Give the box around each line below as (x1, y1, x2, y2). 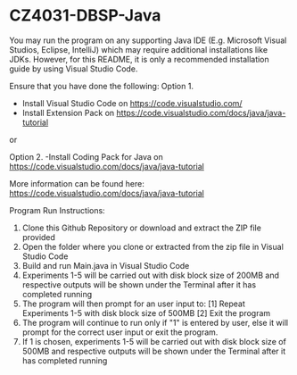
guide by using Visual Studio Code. (9, 63, 138, 74)
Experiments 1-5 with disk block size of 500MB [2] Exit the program (21, 307, 271, 318)
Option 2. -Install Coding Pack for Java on (9, 151, 163, 162)
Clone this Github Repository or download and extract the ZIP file (21, 222, 261, 233)
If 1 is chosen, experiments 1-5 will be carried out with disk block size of (21, 336, 287, 346)
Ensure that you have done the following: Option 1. (9, 80, 194, 91)
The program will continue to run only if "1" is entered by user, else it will (21, 317, 288, 328)
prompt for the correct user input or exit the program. (21, 327, 219, 337)
